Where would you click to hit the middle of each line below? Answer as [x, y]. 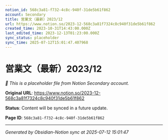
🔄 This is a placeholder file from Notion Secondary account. [67, 83]
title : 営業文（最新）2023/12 [34, 19]
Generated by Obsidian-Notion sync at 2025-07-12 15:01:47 [67, 132]
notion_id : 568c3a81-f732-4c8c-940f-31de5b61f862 [58, 10]
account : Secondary [25, 15]
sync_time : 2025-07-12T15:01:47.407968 [47, 43]
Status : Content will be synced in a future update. [56, 108]
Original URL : [19, 93]
